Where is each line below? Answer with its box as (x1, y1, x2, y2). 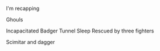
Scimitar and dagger (6, 39, 55, 45)
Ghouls (6, 16, 23, 23)
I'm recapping (6, 5, 40, 12)
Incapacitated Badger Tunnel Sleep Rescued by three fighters (6, 27, 154, 34)
